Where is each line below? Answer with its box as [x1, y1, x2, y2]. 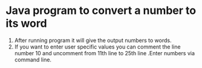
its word [5, 16, 47, 30]
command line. [14, 56, 52, 63]
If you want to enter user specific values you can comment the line [14, 43, 181, 50]
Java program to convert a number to [5, 4, 197, 18]
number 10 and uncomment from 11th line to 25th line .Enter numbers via [14, 49, 195, 56]
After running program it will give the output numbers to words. [14, 36, 172, 44]
